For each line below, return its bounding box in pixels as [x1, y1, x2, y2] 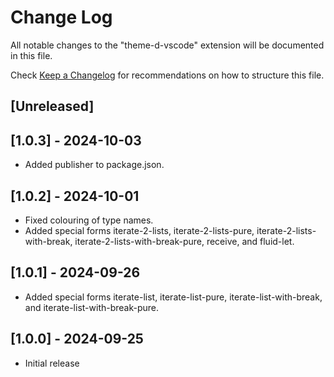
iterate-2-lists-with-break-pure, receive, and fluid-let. [74, 235, 295, 247]
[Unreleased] [10, 98, 95, 115]
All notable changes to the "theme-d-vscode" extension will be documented [10, 39, 325, 51]
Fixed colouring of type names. [24, 214, 154, 226]
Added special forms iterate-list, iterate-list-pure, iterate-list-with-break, [24, 291, 323, 303]
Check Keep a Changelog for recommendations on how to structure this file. [10, 69, 325, 81]
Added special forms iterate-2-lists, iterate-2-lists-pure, [24, 224, 255, 236]
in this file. [10, 49, 53, 61]
